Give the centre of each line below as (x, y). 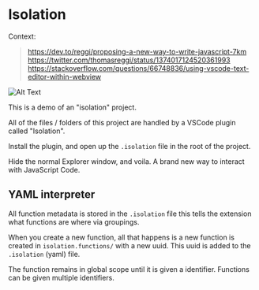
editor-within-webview (64, 76)
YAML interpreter (52, 195)
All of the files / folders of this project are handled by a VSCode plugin (122, 122)
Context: (22, 36)
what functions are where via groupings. (74, 221)
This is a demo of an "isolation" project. (72, 107)
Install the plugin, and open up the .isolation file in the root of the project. (129, 146)
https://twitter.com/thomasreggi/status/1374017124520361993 (129, 60)
